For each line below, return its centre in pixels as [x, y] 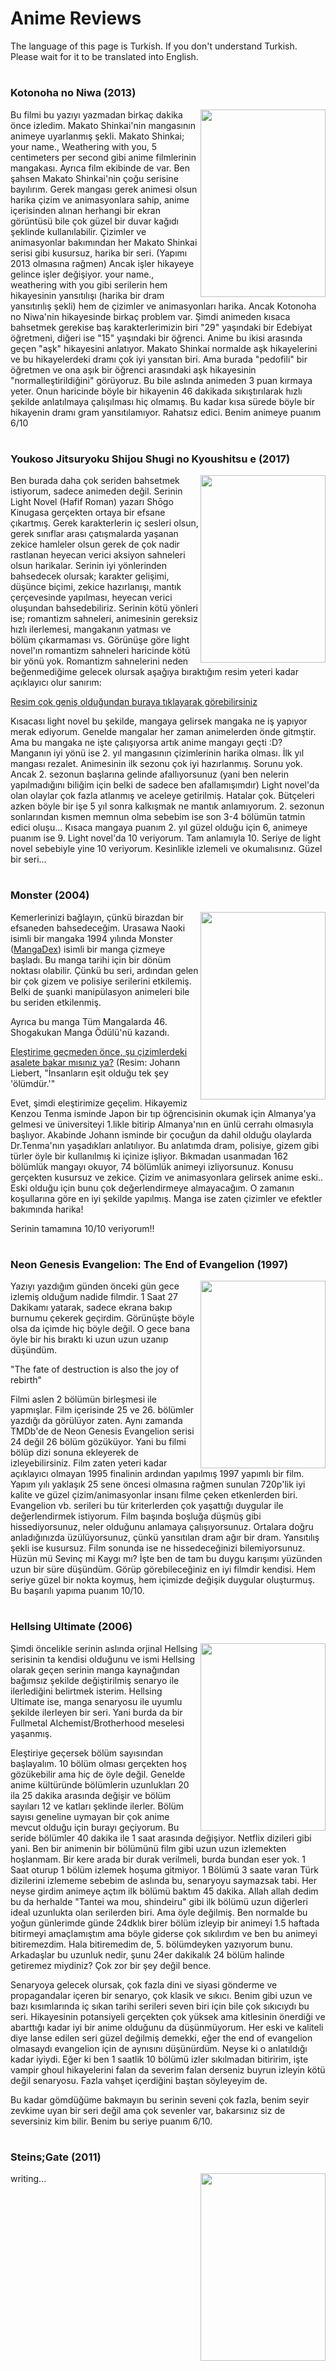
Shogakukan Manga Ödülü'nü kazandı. [90, 1032]
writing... [28, 2179]
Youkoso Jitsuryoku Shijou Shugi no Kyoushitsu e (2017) [150, 459]
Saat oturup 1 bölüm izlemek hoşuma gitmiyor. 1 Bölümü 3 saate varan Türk [165, 1869]
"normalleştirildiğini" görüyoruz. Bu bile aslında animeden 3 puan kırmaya [161, 380]
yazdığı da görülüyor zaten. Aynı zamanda [96, 1421]
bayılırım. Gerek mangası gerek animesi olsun [104, 189]
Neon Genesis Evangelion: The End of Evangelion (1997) [149, 1264]
